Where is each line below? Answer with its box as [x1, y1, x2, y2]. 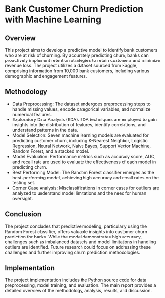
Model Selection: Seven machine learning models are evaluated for [12, 132, 149, 138]
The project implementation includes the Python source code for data [5, 277, 147, 283]
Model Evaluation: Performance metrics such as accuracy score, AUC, [12, 153, 156, 159]
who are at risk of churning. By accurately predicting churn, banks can [5, 52, 149, 58]
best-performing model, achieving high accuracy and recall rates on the [12, 175, 159, 180]
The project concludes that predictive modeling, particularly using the [5, 223, 147, 229]
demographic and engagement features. [5, 73, 87, 79]
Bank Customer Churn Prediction [5, 3, 144, 15]
